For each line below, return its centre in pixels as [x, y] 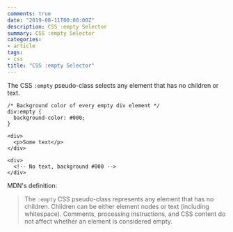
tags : [15, 53]
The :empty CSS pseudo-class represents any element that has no [119, 199]
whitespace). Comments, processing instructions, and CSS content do [125, 214]
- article [22, 46]
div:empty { [24, 111]
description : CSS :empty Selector [57, 26]
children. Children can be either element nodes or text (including [117, 206]
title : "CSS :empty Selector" [51, 65]
